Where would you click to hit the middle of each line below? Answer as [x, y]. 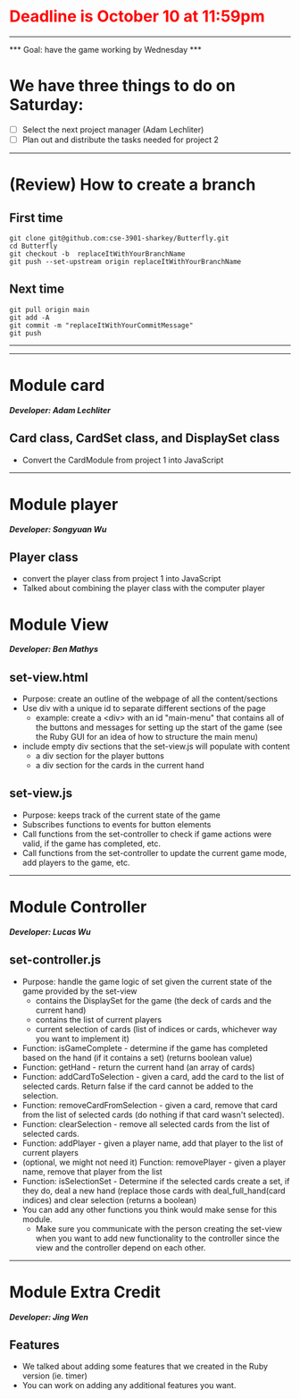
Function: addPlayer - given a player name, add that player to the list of [153, 1143]
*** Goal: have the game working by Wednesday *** [106, 49]
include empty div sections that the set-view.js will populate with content [156, 746]
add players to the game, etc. [76, 862]
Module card [57, 386]
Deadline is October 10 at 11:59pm [137, 17]
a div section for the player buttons [100, 756]
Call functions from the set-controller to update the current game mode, [154, 852]
